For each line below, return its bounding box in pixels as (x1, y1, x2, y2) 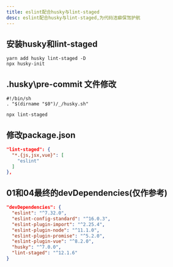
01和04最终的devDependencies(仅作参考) (6, 187, 168, 198)
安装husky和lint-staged (6, 39, 98, 49)
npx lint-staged (6, 111, 48, 118)
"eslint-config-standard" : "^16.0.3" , (12, 216, 111, 222)
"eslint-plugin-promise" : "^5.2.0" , (12, 233, 105, 239)
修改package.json (6, 130, 76, 140)
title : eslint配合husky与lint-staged (6, 9, 100, 15)
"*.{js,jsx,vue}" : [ (12, 152, 64, 158)
